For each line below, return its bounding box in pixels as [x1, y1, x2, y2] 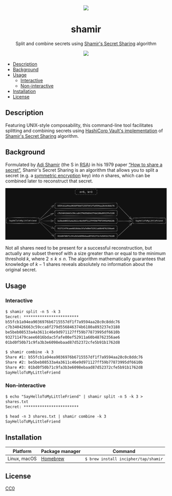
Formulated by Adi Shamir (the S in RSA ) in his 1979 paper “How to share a [5, 161, 163, 168]
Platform [12, 448, 32, 454]
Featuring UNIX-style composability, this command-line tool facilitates [5, 122, 153, 128]
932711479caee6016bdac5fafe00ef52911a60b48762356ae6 [5, 335, 120, 340]
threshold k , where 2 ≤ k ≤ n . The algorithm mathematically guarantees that [5, 256, 165, 262]
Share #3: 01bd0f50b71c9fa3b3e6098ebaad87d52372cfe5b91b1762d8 [5, 365, 143, 370]
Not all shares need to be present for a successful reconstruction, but [5, 245, 152, 251]
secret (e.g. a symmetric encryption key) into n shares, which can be [5, 172, 150, 178]
